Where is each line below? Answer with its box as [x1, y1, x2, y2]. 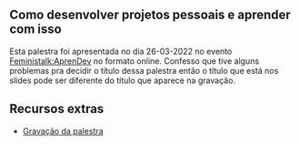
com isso [9, 22, 62, 37]
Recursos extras [9, 101, 105, 117]
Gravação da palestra [22, 125, 104, 136]
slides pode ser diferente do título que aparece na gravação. [9, 75, 236, 86]
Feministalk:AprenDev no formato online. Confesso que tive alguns [9, 55, 260, 67]
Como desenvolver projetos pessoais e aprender [9, 7, 291, 23]
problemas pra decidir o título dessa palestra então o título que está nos [9, 65, 279, 76]
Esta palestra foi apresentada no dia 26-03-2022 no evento [9, 46, 233, 57]
